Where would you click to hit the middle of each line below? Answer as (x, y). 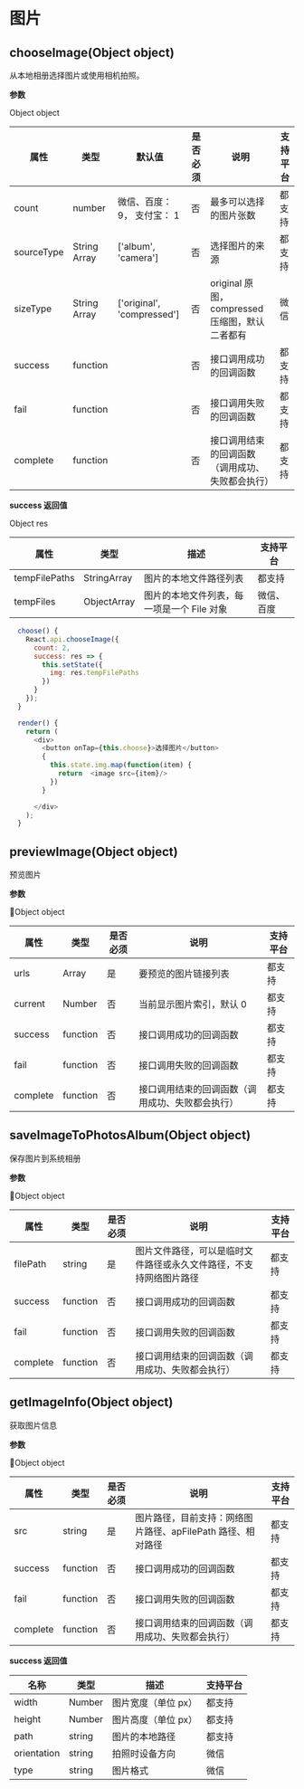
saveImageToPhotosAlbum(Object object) (130, 1135)
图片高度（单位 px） (155, 1719)
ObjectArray (109, 601)
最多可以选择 (237, 202)
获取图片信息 (33, 1425)
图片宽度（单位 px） (155, 1702)
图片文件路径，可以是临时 (190, 1251)
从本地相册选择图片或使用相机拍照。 (77, 75)
